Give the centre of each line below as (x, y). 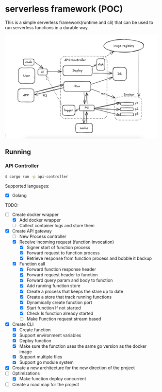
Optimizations (26, 374)
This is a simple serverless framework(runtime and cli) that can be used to (79, 22)
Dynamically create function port (59, 302)
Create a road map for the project (45, 384)
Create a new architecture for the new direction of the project (73, 368)
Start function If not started (54, 308)
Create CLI (23, 324)
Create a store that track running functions (69, 297)
